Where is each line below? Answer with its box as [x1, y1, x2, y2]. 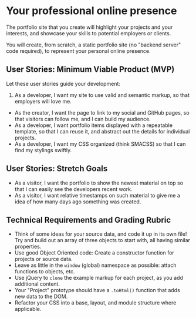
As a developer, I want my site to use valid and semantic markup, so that [14, 91, 190, 98]
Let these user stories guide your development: [6, 80, 120, 87]
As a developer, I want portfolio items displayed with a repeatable [14, 122, 173, 129]
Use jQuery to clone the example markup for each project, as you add [14, 275, 184, 282]
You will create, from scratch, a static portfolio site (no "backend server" [6, 41, 181, 48]
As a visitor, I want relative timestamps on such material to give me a [14, 192, 181, 199]
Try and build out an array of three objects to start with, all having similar [14, 237, 191, 244]
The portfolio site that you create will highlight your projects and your [6, 24, 173, 31]
